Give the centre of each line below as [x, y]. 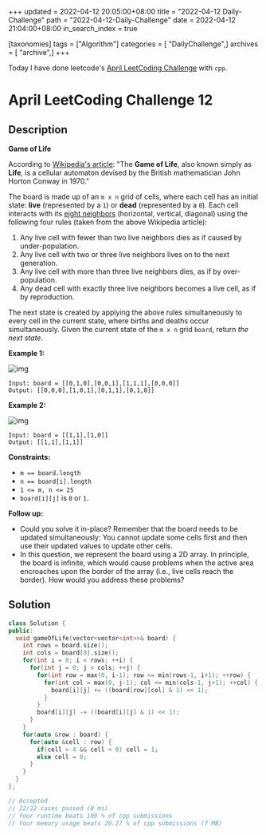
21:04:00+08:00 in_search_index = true [73, 28]
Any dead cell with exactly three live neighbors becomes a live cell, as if [138, 288]
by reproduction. [47, 297]
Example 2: [27, 405]
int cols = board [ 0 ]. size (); [71, 653]
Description [38, 130]
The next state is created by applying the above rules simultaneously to [125, 312]
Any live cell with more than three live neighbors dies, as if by [120, 271]
